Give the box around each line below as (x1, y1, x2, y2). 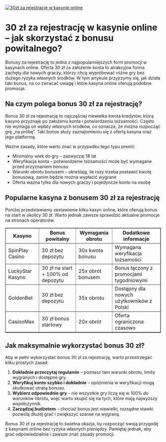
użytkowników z (115, 297, 152, 304)
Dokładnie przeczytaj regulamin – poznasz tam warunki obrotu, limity (12, 369, 156, 375)
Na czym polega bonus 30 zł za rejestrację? (5, 100, 142, 108)
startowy (41, 321, 62, 328)
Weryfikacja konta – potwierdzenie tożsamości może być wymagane (12, 158, 152, 164)
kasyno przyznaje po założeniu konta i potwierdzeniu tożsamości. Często (5, 118, 155, 124)
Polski (115, 304, 129, 311)
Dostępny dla (115, 285, 146, 292)
